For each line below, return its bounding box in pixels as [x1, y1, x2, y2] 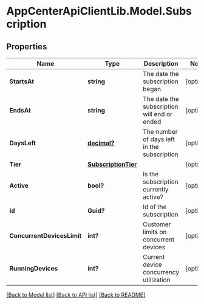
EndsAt [9, 106, 32, 114]
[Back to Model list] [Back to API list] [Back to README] [6, 291, 146, 299]
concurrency [142, 268, 180, 276]
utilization [142, 275, 171, 284]
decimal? [87, 139, 115, 147]
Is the [142, 170, 159, 178]
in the [142, 143, 159, 151]
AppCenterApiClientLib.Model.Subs [6, 4, 192, 18]
